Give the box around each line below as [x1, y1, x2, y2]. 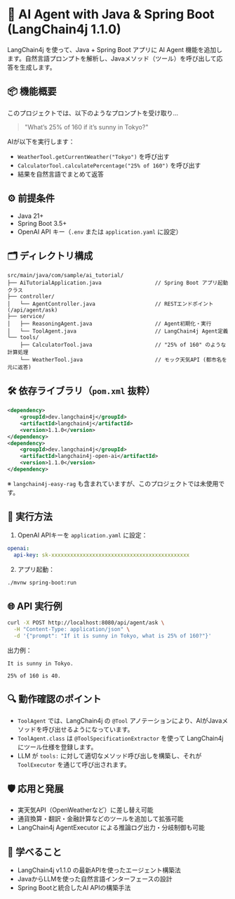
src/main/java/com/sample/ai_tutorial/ [7, 272, 124, 279]
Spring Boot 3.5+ [17, 219, 67, 227]
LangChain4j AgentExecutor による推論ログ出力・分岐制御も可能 [17, 823, 205, 832]
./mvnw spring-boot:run [7, 579, 77, 586]
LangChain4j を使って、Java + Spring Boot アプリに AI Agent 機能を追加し [7, 45, 223, 53]
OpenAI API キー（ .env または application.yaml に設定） [17, 227, 182, 236]
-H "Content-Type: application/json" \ [13, 626, 130, 633]
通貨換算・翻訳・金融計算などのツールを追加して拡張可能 [17, 815, 184, 823]
